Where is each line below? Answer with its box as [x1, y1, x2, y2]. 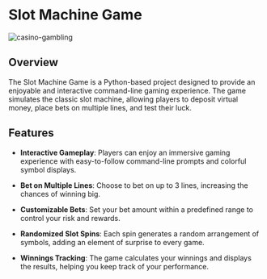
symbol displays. [19, 164, 77, 174]
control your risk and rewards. [19, 213, 121, 223]
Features [8, 127, 54, 140]
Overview [8, 56, 59, 69]
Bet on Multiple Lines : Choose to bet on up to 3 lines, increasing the [19, 180, 248, 190]
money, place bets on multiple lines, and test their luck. [8, 102, 192, 112]
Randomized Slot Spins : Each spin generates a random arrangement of [19, 228, 260, 239]
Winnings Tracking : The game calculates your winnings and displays [19, 252, 252, 263]
